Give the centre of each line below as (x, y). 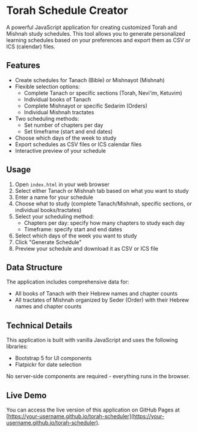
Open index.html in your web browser (62, 184)
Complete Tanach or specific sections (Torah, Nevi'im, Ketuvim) (103, 93)
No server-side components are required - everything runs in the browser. (98, 376)
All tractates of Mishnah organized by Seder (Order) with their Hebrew (102, 300)
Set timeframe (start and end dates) (68, 131)
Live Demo (26, 395)
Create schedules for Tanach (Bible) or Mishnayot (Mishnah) (90, 80)
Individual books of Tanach (57, 99)
